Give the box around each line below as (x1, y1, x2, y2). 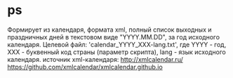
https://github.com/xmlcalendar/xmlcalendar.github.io (7, 63, 163, 71)
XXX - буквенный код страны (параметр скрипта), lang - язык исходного (7, 48, 226, 56)
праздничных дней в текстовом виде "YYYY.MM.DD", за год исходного (7, 32, 220, 41)
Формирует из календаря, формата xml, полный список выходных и (7, 25, 212, 34)
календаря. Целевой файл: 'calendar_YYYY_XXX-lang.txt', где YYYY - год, (7, 40, 227, 48)
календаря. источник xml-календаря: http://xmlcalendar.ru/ (7, 55, 184, 63)
